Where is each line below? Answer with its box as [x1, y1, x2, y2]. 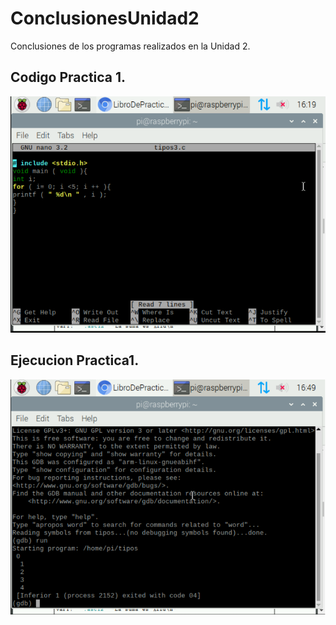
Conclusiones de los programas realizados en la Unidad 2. [10, 40, 251, 52]
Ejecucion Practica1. [10, 352, 140, 369]
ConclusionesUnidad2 [10, 7, 200, 30]
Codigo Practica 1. [10, 69, 127, 86]
